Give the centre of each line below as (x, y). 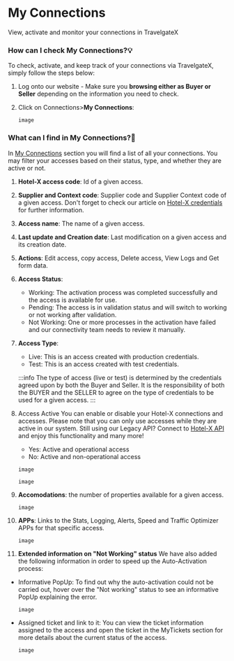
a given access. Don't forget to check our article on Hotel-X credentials (120, 202)
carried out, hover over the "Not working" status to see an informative (118, 589)
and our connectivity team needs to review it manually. (107, 329)
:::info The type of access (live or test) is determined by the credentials (120, 377)
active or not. (27, 168)
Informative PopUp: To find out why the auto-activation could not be (116, 582)
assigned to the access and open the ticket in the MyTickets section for (120, 630)
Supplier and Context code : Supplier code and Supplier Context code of (122, 195)
